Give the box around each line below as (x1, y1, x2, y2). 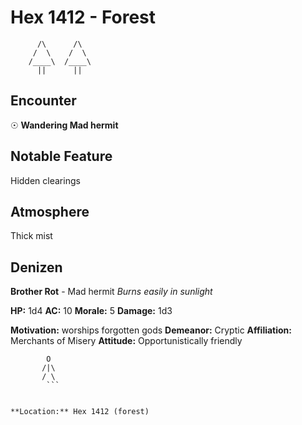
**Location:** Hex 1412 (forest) (10, 407, 150, 417)
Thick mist (10, 230, 53, 242)
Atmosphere (10, 203, 90, 220)
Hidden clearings (10, 174, 81, 186)
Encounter (10, 92, 77, 110)
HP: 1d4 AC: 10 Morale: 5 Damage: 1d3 (10, 305, 173, 317)
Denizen (10, 259, 63, 276)
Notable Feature (10, 148, 113, 165)
